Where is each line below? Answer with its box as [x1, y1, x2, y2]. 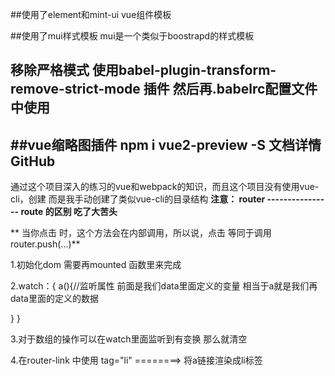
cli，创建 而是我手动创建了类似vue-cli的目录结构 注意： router [10, 193, 266, 205]
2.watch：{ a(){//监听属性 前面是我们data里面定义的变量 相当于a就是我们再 [10, 280, 318, 292]
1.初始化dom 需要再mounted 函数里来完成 [10, 259, 182, 271]
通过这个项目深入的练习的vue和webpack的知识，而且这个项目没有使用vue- [10, 181, 320, 193]
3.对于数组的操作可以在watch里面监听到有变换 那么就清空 [10, 333, 248, 345]
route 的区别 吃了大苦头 [20, 206, 118, 218]
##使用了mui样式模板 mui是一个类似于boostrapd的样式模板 [10, 30, 255, 42]
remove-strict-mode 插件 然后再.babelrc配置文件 [10, 81, 318, 98]
